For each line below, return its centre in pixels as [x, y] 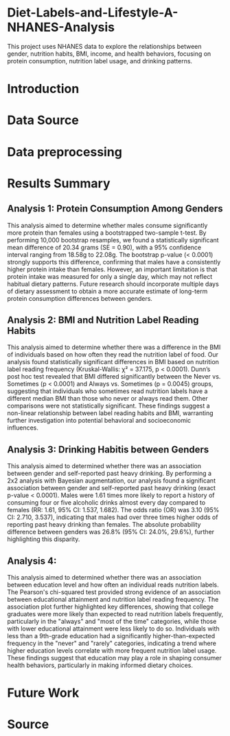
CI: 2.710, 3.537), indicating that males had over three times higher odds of [113, 517]
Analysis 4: [32, 561]
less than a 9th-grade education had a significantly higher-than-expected [111, 635]
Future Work [43, 693]
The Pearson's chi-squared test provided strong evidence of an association [114, 592]
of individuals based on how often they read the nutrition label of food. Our [113, 355]
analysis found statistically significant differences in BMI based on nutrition [113, 362]
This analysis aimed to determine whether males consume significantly [107, 225]
